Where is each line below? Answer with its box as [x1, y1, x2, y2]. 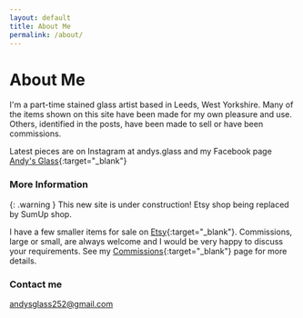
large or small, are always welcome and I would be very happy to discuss [9, 235, 284, 246]
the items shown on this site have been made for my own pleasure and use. [9, 109, 293, 120]
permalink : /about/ [9, 30, 84, 39]
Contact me [9, 278, 63, 291]
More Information [9, 178, 88, 191]
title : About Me [9, 22, 71, 31]
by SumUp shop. [9, 208, 73, 219]
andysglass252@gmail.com [9, 298, 114, 309]
